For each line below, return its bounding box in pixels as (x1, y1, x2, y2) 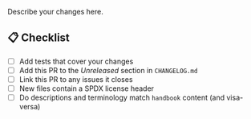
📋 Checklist (7, 31, 70, 45)
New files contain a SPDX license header (18, 84, 154, 93)
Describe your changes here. (7, 7, 103, 16)
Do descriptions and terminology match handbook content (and (18, 92, 225, 103)
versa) (18, 102, 41, 112)
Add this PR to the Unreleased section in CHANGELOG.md (18, 65, 198, 75)
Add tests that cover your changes (18, 56, 134, 66)
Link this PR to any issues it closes (18, 74, 133, 84)
